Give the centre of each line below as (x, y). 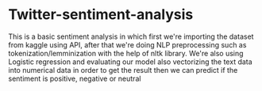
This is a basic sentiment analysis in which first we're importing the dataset (131, 36)
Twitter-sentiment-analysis (101, 15)
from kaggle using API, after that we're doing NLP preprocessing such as (127, 44)
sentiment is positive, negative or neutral (75, 78)
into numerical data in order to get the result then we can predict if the (123, 70)
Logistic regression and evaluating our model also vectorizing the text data (130, 62)
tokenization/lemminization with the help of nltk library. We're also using (126, 53)
